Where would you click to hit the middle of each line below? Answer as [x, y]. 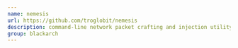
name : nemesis [28, 14]
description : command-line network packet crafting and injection [107, 27]
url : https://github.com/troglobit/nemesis [73, 20]
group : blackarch [33, 34]
